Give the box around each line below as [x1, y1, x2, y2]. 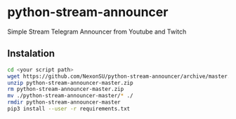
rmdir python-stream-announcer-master [7, 99, 121, 106]
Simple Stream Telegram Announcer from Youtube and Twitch [7, 27, 187, 36]
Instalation [7, 48, 55, 59]
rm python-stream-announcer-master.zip [7, 85, 124, 93]
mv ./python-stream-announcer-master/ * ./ [7, 92, 133, 99]
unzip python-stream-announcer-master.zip [7, 79, 133, 86]
